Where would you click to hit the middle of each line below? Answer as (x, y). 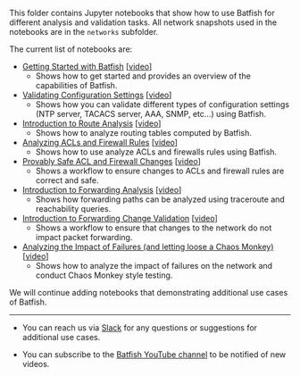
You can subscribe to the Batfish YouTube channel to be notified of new (154, 355)
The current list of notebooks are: (71, 49)
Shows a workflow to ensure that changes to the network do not (154, 228)
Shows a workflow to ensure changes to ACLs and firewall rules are (160, 171)
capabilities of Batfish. (76, 85)
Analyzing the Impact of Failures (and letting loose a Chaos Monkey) (148, 246)
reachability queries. (73, 209)
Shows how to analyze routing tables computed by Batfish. (144, 133)
